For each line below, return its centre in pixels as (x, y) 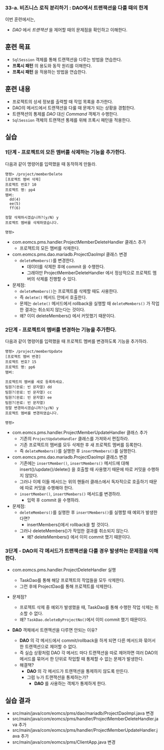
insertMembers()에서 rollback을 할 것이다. (68, 524)
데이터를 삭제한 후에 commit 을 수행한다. (66, 266)
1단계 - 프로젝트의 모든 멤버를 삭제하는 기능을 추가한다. (66, 152)
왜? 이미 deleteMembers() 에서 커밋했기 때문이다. (68, 316)
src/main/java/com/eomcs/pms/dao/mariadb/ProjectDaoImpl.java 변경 (83, 713)
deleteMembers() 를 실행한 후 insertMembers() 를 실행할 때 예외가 (82, 512)
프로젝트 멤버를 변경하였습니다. (32, 413)
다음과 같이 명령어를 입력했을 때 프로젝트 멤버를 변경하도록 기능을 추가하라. (77, 341)
